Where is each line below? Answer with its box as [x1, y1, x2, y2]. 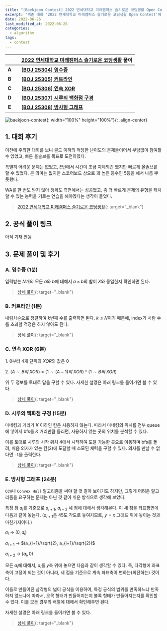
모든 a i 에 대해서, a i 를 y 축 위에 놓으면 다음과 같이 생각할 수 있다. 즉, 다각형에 [5, 563, 151, 570]
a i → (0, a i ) [5, 529, 27, 536]
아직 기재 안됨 [5, 234, 32, 240]
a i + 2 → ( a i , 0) [5, 551, 34, 558]
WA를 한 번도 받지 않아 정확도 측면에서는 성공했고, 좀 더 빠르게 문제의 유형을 [5, 187, 153, 193]
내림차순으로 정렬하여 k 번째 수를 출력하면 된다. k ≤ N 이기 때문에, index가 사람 [5, 315, 156, 321]
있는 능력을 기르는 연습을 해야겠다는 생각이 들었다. [15, 193, 113, 199]
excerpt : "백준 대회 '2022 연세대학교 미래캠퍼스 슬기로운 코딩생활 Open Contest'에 [5, 12, 162, 17]
